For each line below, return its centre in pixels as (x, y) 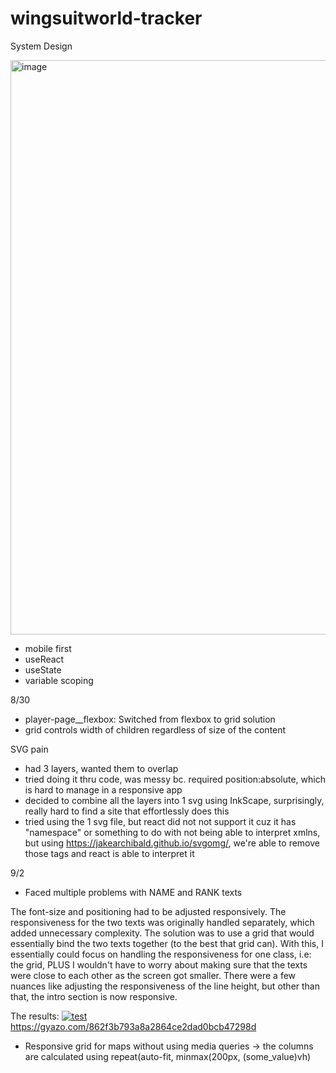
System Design (41, 46)
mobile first (48, 648)
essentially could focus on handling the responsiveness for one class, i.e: (161, 954)
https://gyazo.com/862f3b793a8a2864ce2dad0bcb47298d (133, 1026)
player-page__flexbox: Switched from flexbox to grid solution (150, 719)
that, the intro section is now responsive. (94, 996)
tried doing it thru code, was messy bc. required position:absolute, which (175, 779)
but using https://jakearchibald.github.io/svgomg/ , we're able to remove (172, 843)
